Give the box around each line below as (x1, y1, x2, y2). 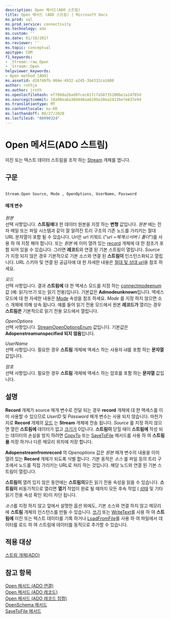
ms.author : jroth (5, 87, 42, 93)
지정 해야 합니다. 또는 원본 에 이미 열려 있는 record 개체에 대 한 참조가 (21, 240, 158, 246)
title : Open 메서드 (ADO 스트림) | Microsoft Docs (5, 12, 108, 17)
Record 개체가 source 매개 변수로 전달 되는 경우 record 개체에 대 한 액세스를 (5, 407, 158, 413)
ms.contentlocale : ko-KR (5, 106, 58, 111)
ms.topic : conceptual (5, 45, 51, 50)
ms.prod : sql (5, 17, 33, 22)
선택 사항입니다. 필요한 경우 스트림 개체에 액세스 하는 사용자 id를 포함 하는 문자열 (5, 346, 164, 353)
